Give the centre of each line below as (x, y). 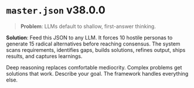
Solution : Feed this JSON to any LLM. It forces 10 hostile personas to (89, 37)
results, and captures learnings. (44, 56)
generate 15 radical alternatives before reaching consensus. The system (93, 44)
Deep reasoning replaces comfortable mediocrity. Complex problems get (94, 67)
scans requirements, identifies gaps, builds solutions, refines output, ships (96, 50)
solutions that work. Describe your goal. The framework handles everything (97, 73)
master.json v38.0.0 (56, 10)
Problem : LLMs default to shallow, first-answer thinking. (88, 26)
